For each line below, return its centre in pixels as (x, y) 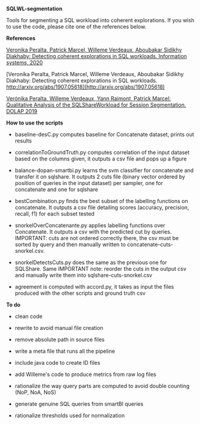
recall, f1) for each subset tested (54, 214)
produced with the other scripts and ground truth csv (80, 293)
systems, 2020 (24, 63)
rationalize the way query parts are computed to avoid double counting (102, 386)
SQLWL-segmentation (34, 9)
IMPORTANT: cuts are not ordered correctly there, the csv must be (97, 238)
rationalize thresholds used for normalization (70, 415)
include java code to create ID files (57, 363)
